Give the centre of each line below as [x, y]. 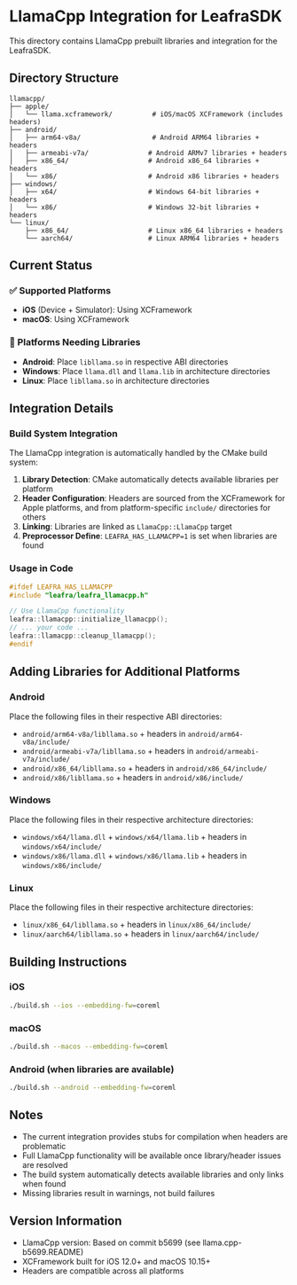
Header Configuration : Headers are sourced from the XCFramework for [153, 498]
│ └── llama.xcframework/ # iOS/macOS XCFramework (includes [146, 114]
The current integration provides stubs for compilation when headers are [155, 1136]
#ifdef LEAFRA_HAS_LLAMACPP [61, 587]
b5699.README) [53, 1251]
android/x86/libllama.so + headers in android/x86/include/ [133, 777]
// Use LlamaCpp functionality [67, 611]
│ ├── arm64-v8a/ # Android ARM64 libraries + [134, 137]
